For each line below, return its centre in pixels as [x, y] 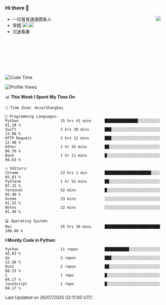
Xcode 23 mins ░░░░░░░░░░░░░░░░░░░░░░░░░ [83, 199]
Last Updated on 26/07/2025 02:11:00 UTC [49, 298]
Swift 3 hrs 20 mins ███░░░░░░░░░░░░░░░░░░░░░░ [83, 130]
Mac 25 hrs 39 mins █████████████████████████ [83, 227]
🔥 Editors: [17, 169]
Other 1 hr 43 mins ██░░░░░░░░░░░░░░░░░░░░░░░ [83, 147]
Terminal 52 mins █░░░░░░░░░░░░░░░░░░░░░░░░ [83, 190]
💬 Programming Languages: [32, 117]
